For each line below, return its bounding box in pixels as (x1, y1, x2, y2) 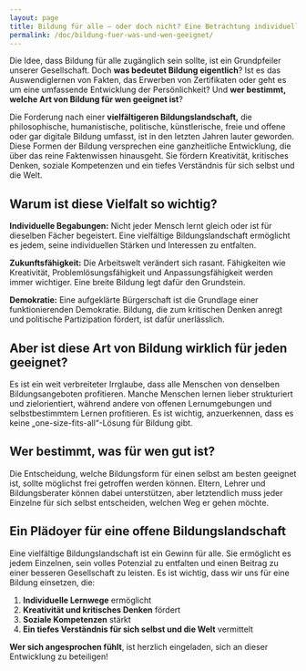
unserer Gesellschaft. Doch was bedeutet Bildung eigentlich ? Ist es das (9, 65, 281, 76)
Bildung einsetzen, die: (9, 576, 96, 588)
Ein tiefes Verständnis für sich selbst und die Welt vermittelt (22, 624, 253, 635)
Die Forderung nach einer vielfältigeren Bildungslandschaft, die (9, 111, 253, 123)
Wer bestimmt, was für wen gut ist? (9, 444, 216, 459)
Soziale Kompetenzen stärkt (22, 614, 132, 625)
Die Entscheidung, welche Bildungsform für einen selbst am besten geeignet (9, 468, 297, 479)
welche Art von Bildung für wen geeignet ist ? (9, 94, 184, 105)
